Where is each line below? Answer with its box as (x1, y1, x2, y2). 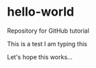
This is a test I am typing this (7, 39, 87, 48)
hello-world (7, 4, 75, 20)
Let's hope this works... (7, 52, 73, 61)
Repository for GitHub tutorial (7, 27, 90, 35)
